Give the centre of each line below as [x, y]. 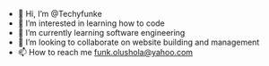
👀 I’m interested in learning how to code [91, 23]
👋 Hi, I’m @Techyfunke [60, 14]
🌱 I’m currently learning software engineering [101, 33]
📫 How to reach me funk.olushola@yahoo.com [105, 52]
